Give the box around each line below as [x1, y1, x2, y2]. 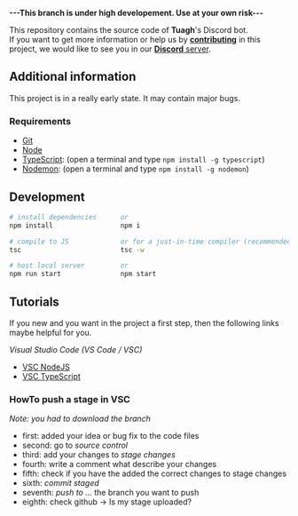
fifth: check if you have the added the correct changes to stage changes [21, 468, 286, 479]
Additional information [9, 69, 137, 84]
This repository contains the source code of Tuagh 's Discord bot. [9, 25, 248, 35]
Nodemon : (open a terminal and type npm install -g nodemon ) [21, 163, 250, 174]
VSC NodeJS [21, 361, 71, 372]
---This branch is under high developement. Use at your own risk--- [9, 8, 263, 18]
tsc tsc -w [9, 245, 145, 254]
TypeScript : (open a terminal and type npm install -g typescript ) [21, 155, 265, 165]
